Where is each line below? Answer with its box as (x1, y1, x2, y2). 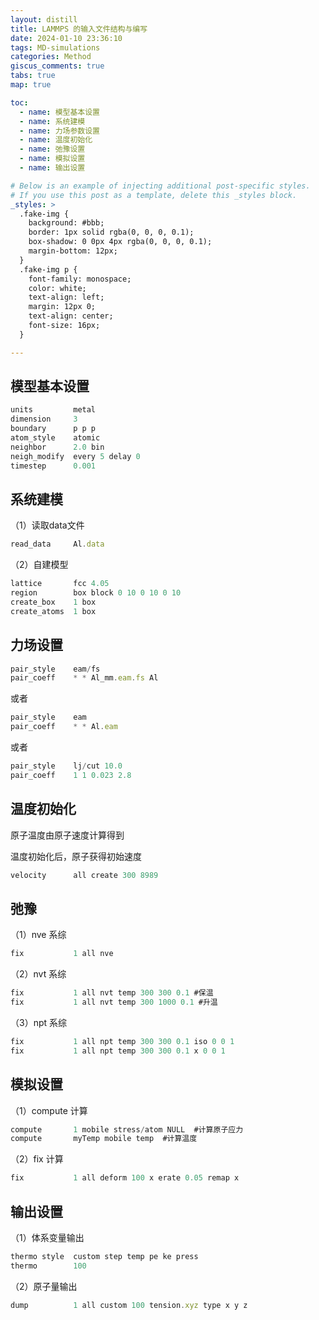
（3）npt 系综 (10, 1016, 68, 1028)
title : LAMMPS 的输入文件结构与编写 (10, 24, 148, 34)
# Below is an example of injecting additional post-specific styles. (10, 181, 311, 191)
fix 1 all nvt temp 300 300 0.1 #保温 (10, 988, 214, 998)
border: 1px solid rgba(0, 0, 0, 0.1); (28, 227, 195, 238)
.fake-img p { (19, 264, 78, 275)
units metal (10, 405, 97, 415)
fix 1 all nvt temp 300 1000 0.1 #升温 (10, 997, 218, 1008)
